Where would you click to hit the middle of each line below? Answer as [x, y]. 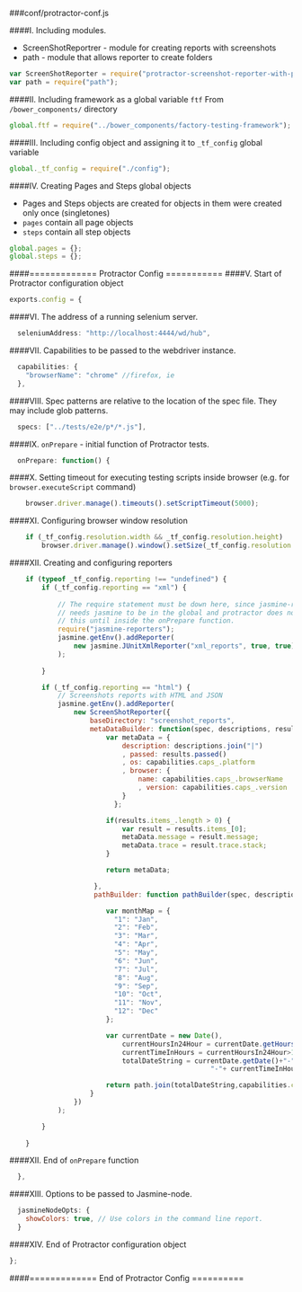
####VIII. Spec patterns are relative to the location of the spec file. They [143, 401]
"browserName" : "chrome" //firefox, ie [100, 375]
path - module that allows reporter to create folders [117, 57]
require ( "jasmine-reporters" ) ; [116, 629]
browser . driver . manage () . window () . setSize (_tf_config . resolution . [169, 546]
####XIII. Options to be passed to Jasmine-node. [101, 1194]
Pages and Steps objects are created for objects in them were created [152, 203]
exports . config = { [46, 300]
